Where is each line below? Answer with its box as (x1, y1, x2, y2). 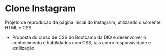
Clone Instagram (5, 3, 76, 14)
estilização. (12, 45, 36, 51)
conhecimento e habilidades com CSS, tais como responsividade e (12, 39, 151, 45)
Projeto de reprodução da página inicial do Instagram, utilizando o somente (5, 19, 161, 25)
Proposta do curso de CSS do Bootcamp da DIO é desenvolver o (12, 34, 147, 40)
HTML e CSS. (5, 24, 33, 30)
